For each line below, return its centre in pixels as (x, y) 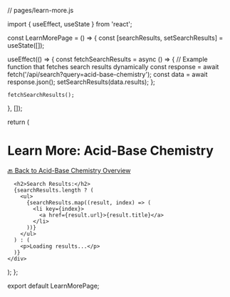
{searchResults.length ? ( (54, 190)
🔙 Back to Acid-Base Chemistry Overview (69, 170)
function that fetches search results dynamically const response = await (113, 67)
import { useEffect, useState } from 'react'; (70, 24)
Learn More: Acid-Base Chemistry (110, 151)
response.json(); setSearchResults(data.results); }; (81, 82)
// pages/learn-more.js (41, 10)
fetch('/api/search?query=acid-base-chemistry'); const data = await (108, 74)
